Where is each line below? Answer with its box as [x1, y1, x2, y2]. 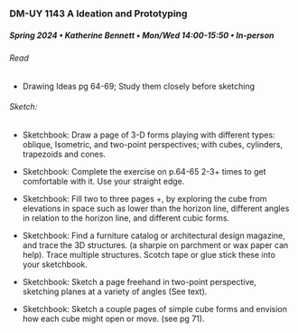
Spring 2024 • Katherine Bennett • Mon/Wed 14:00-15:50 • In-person [9, 30, 275, 41]
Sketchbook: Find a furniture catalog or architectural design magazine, [22, 230, 286, 241]
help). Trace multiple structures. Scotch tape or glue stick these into [22, 249, 275, 260]
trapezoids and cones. [22, 148, 107, 159]
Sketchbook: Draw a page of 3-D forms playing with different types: [22, 129, 275, 140]
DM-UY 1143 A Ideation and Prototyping [9, 7, 188, 20]
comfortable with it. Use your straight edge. [22, 176, 185, 186]
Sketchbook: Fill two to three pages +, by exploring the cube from [22, 193, 267, 204]
